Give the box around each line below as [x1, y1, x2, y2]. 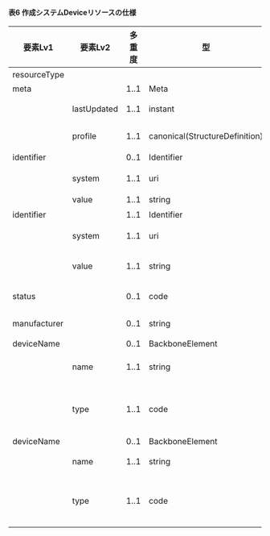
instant [148, 103, 175, 114]
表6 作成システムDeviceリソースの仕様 [8, 7, 137, 17]
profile [72, 131, 97, 142]
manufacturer [12, 318, 64, 330]
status [12, 291, 36, 302]
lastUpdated [72, 103, 119, 114]
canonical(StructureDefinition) [148, 131, 264, 142]
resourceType [12, 69, 65, 81]
